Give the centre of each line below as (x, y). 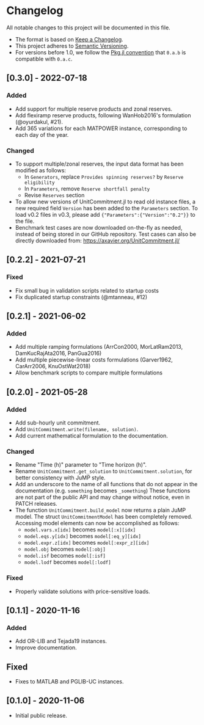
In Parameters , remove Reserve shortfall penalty (87, 188)
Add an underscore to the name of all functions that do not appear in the (106, 484)
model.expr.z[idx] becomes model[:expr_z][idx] (87, 543)
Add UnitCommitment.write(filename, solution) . (77, 429)
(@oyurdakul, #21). (39, 122)
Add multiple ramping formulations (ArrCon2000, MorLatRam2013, (99, 347)
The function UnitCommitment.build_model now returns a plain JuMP (100, 510)
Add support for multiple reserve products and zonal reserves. (94, 109)
